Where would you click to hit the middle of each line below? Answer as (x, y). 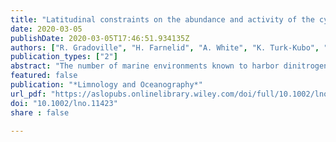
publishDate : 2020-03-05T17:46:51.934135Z (100, 38)
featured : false (44, 76)
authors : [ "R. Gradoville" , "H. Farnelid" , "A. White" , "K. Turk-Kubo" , (165, 47)
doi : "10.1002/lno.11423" (64, 103)
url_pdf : (28, 94)
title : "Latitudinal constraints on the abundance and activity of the (162, 19)
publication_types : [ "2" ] (64, 57)
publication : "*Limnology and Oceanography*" (106, 85)
